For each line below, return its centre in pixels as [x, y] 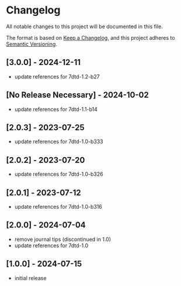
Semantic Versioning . [32, 44]
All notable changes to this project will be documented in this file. [85, 26]
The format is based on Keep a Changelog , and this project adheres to [90, 38]
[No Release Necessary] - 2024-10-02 [77, 95]
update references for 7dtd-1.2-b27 [57, 76]
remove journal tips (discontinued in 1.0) [63, 239]
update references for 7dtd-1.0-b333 [59, 142]
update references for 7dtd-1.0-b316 [58, 207]
